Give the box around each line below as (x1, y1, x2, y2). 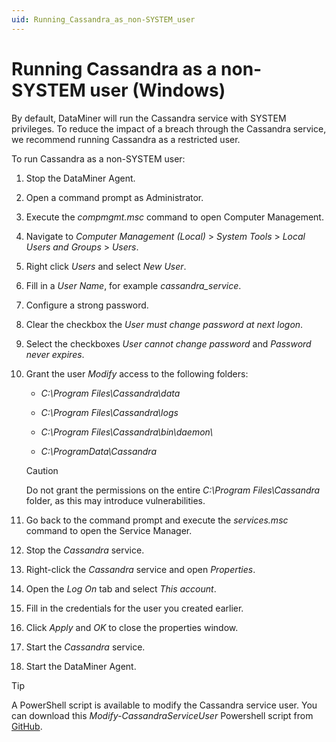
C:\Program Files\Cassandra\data (40, 387, 181, 399)
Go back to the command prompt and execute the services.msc (25, 514, 289, 526)
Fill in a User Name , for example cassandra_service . (25, 279, 242, 291)
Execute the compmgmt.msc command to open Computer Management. (25, 211, 324, 223)
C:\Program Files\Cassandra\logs (40, 406, 179, 418)
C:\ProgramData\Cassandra (40, 445, 157, 457)
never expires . (25, 348, 85, 360)
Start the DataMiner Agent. (25, 660, 137, 672)
